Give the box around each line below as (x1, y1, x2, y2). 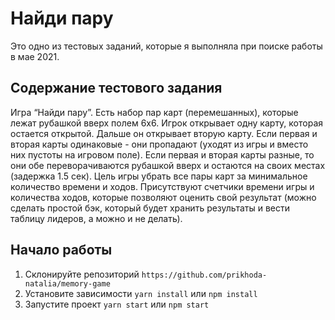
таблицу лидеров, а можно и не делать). (10, 212, 183, 224)
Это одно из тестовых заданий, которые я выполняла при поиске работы (10, 40, 323, 52)
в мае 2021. (10, 50, 60, 62)
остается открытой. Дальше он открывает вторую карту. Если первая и (10, 127, 318, 139)
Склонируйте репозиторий (24, 268, 140, 280)
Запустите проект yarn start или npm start (24, 298, 210, 310)
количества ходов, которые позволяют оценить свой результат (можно (10, 191, 317, 203)
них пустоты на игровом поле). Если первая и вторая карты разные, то (10, 148, 315, 161)
